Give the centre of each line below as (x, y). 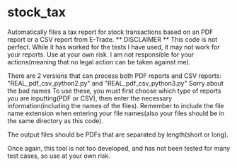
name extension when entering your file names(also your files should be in (116, 113)
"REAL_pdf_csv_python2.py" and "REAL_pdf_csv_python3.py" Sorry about (116, 83)
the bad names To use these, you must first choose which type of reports (114, 91)
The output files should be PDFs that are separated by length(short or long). (118, 134)
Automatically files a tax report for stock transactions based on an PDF (110, 32)
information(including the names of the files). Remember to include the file (116, 105)
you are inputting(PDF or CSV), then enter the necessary (90, 98)
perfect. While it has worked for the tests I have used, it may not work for (114, 47)
